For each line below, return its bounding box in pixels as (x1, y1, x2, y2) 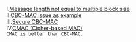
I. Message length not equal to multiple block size (6, 5, 130, 12)
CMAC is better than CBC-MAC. (6, 31, 84, 37)
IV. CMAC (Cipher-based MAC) (6, 24, 83, 32)
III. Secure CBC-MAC (6, 18, 58, 25)
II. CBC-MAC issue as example (6, 12, 82, 19)
